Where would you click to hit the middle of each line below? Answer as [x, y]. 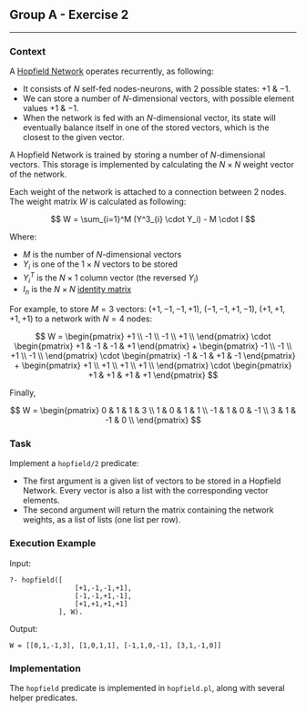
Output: [24, 628]
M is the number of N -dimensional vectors [102, 255]
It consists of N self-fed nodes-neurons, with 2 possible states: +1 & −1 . [157, 89]
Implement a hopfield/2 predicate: [74, 463]
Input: [20, 563]
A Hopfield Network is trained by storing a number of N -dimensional [138, 155]
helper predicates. [44, 698]
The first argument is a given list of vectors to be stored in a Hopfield [152, 481]
